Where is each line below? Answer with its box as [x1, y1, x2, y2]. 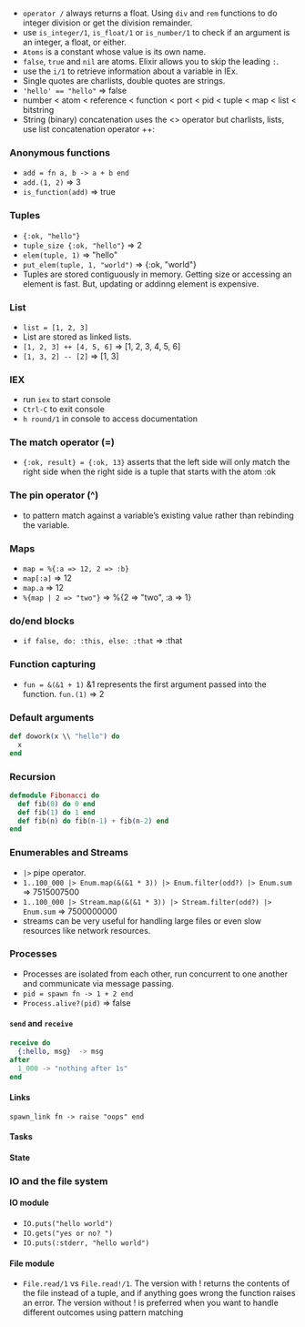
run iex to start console [22, 394, 111, 405]
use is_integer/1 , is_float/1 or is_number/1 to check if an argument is [22, 27, 290, 37]
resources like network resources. [22, 925, 151, 936]
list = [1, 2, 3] [22, 323, 89, 332]
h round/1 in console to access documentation [22, 413, 198, 424]
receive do [9, 1038, 51, 1048]
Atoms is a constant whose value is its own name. [22, 46, 207, 57]
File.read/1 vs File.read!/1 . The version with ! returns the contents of [22, 1278, 290, 1289]
